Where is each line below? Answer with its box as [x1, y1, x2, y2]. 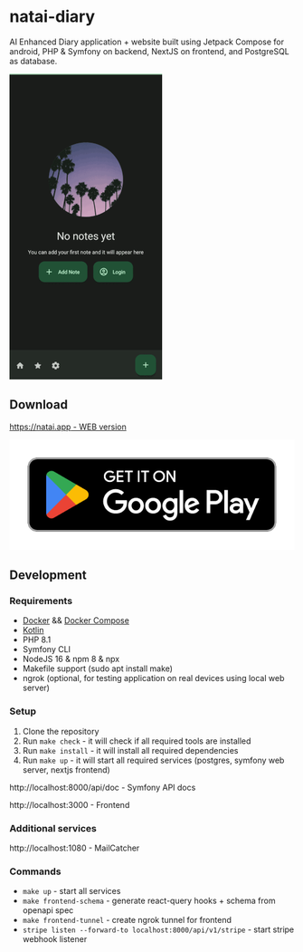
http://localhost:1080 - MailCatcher [9, 842, 140, 853]
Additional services [9, 822, 97, 834]
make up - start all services [22, 886, 121, 897]
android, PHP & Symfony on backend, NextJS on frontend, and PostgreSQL [9, 45, 289, 56]
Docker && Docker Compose [22, 615, 129, 626]
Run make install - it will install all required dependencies [22, 745, 239, 755]
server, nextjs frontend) [22, 764, 110, 775]
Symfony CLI [22, 644, 71, 655]
